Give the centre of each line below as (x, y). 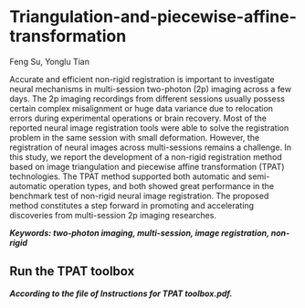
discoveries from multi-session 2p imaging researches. (113, 215)
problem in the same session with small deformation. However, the (135, 137)
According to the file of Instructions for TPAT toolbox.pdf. (121, 293)
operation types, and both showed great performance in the (162, 186)
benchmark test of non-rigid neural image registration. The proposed (139, 196)
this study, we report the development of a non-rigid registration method (146, 156)
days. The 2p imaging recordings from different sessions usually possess (147, 99)
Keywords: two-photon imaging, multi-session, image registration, (139, 233)
